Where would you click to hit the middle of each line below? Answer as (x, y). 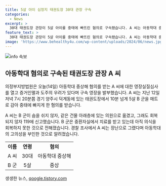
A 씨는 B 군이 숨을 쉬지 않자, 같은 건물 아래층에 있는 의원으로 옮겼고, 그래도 (77, 115)
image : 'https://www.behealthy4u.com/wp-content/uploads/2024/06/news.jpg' (85, 42)
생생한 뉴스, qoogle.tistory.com (36, 178)
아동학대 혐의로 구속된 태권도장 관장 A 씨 (63, 74)
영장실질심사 (146, 86)
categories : (17, 14)
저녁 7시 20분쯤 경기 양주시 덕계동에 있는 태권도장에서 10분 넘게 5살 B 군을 (77, 99)
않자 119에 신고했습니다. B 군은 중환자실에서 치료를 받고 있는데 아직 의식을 (85, 121)
